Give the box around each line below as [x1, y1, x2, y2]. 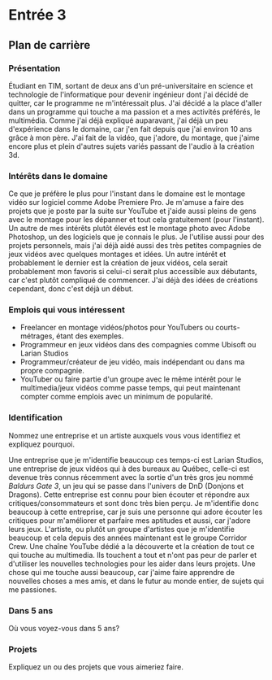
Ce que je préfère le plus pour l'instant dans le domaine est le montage [8, 189, 246, 198]
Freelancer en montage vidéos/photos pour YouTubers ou [19, 323, 214, 333]
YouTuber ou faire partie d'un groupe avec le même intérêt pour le [19, 374, 242, 384]
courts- [214, 323, 241, 333]
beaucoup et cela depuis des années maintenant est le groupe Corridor [8, 533, 248, 543]
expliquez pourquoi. [8, 439, 76, 449]
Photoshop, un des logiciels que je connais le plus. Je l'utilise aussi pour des [8, 232, 265, 242]
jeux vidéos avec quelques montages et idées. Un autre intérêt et [8, 250, 227, 259]
